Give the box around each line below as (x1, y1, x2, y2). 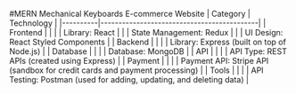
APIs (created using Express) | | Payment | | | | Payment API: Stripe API (9, 56, 269, 66)
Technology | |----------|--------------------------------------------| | (9, 18, 267, 28)
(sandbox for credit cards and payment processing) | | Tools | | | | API (9, 65, 265, 75)
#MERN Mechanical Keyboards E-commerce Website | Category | (9, 9, 251, 19)
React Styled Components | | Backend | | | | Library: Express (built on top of (9, 36, 287, 47)
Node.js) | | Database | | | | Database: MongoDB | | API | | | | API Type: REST (9, 46, 287, 57)
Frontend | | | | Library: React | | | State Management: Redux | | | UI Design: (9, 27, 284, 37)
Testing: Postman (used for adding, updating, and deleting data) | (9, 74, 250, 84)
